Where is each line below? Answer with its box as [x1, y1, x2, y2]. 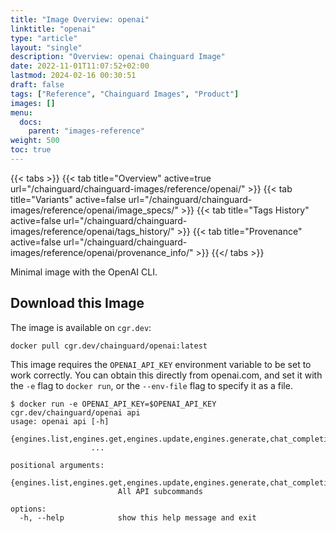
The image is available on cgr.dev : [10, 321, 152, 333]
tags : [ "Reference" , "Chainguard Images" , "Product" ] [10, 89, 240, 99]
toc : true [10, 145, 52, 155]
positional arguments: [10, 460, 105, 470]
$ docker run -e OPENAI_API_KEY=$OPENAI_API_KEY [10, 399, 217, 409]
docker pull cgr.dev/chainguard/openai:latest [10, 341, 208, 351]
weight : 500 [10, 136, 60, 146]
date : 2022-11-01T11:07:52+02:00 [10, 61, 150, 71]
